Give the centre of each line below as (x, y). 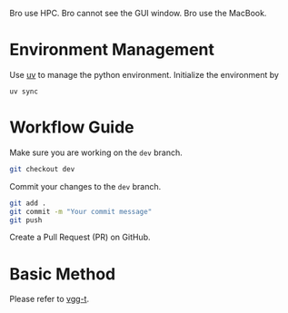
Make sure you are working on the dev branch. (96, 152)
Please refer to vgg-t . (49, 299)
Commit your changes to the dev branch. (85, 186)
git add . (28, 203)
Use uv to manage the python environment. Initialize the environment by (144, 74)
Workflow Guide (72, 127)
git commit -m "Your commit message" (81, 211)
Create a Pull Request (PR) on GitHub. (80, 237)
